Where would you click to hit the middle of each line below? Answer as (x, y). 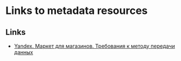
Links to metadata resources (77, 11)
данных (24, 52)
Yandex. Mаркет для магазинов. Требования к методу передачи (94, 46)
